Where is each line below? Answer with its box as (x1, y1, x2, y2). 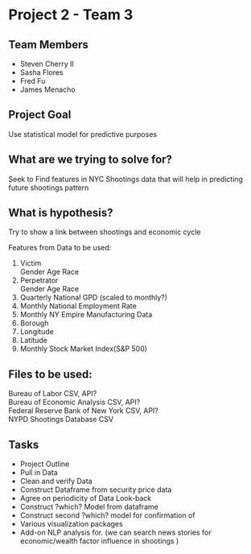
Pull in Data (19, 468, 58, 478)
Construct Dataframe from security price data (19, 485, 172, 494)
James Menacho (19, 85, 76, 94)
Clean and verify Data (19, 477, 93, 486)
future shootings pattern (8, 183, 89, 192)
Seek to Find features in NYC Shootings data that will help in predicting (8, 174, 244, 184)
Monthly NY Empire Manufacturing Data (19, 310, 153, 320)
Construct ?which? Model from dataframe (19, 502, 158, 512)
